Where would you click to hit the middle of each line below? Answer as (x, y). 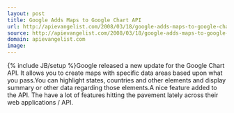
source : (18, 33)
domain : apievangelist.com (46, 40)
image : (17, 46)
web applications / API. (40, 102)
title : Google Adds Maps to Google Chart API (74, 20)
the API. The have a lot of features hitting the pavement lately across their (113, 95)
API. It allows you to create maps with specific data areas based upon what (115, 73)
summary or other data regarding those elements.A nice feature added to (112, 88)
